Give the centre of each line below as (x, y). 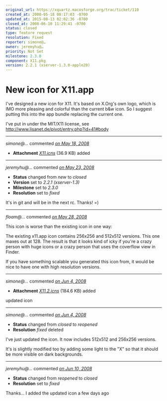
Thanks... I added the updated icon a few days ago (57, 393)
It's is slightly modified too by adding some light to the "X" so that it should (82, 349)
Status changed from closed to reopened (55, 324)
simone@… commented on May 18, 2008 (48, 144)
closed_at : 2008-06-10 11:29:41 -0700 (46, 24)
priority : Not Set (25, 51)
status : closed (21, 28)
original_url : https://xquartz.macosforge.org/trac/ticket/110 (72, 10)
